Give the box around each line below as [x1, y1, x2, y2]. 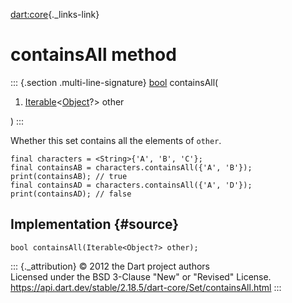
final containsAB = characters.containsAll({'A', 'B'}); [10, 162, 253, 173]
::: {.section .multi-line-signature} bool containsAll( [10, 76, 219, 88]
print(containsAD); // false [10, 189, 132, 199]
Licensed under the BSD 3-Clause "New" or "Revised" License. [10, 270, 272, 283]
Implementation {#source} [10, 216, 180, 233]
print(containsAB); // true [10, 171, 128, 181]
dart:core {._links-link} [10, 9, 100, 20]
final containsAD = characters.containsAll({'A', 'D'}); [10, 180, 253, 190]
